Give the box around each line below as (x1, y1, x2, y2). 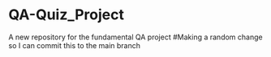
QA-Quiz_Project (8, 6, 124, 24)
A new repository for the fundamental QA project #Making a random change (8, 32, 263, 42)
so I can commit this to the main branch (8, 40, 140, 50)
